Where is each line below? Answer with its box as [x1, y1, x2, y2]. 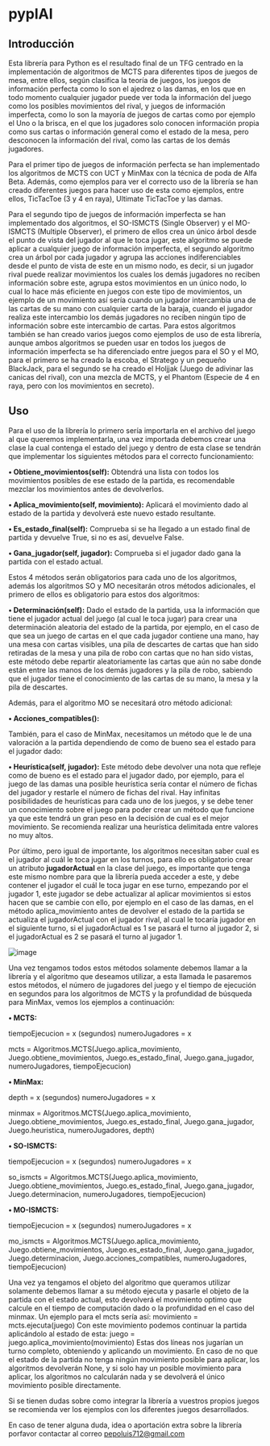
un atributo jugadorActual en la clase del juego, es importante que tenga [8, 863, 251, 873]
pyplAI [8, 5, 54, 23]
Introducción [8, 37, 75, 51]
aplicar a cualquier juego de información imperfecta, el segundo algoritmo [8, 244, 255, 253]
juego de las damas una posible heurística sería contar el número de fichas [8, 779, 258, 789]
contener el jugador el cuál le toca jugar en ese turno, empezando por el [8, 880, 248, 890]
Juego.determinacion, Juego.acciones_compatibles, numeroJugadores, [8, 1253, 247, 1263]
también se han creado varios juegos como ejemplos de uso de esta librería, [8, 330, 262, 339]
